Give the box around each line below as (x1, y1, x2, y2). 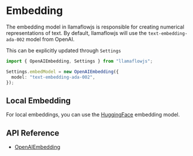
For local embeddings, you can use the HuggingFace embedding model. (6, 111, 180, 118)
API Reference (6, 128, 60, 138)
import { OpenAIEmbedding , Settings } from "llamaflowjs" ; (6, 58, 153, 64)
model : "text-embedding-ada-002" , (11, 74, 95, 80)
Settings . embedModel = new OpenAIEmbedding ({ (6, 69, 119, 75)
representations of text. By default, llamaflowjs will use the (6, 29, 147, 36)
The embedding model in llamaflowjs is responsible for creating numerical (6, 23, 184, 30)
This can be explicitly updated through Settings (6, 47, 122, 54)
